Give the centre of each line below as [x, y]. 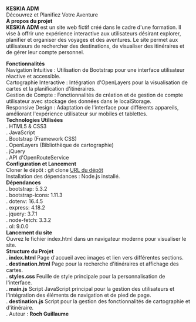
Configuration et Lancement [41, 164]
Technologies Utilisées [35, 120]
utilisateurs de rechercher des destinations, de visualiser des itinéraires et [95, 46]
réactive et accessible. [33, 76]
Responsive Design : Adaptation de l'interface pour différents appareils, [92, 107]
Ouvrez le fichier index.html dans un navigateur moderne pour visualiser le [96, 239]
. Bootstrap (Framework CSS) [42, 139]
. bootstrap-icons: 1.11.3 [34, 195]
